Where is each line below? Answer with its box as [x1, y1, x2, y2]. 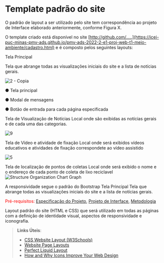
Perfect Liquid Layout [24, 247, 68, 253]
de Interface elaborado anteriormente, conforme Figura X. [5, 24, 122, 30]
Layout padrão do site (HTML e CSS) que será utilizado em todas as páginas [5, 207, 159, 213]
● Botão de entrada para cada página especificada [5, 106, 108, 112]
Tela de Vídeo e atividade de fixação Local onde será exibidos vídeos [5, 140, 144, 146]
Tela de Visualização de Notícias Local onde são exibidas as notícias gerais [5, 115, 157, 121]
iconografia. [5, 218, 29, 224]
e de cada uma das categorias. [5, 121, 67, 127]
